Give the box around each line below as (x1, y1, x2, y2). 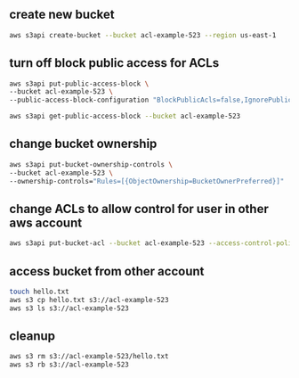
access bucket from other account (9, 263, 205, 279)
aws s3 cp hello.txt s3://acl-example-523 (9, 295, 169, 304)
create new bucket (9, 7, 115, 22)
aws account (9, 215, 83, 230)
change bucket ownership (9, 136, 158, 152)
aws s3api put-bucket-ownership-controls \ (9, 160, 174, 168)
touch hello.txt (9, 287, 69, 296)
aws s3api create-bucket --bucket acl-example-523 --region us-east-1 (9, 30, 277, 39)
